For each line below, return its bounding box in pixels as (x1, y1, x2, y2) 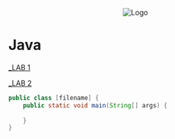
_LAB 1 (8, 62, 31, 72)
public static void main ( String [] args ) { (23, 101, 168, 109)
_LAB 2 (8, 78, 32, 88)
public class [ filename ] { (8, 94, 99, 102)
